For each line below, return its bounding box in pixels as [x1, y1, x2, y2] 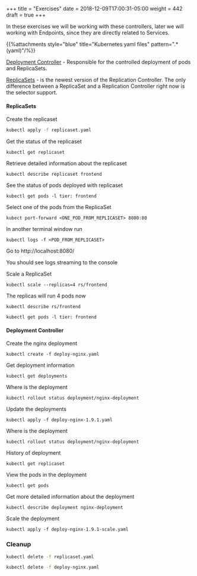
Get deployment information [6, 362, 75, 369]
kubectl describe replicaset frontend [6, 172, 102, 178]
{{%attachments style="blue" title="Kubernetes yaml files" [6, 41, 150, 48]
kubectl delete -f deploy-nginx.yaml [6, 564, 100, 571]
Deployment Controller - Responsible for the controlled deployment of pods [6, 59, 191, 65]
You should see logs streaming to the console [6, 259, 117, 266]
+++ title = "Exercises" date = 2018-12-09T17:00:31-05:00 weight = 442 [6, 5, 183, 12]
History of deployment [6, 450, 61, 457]
